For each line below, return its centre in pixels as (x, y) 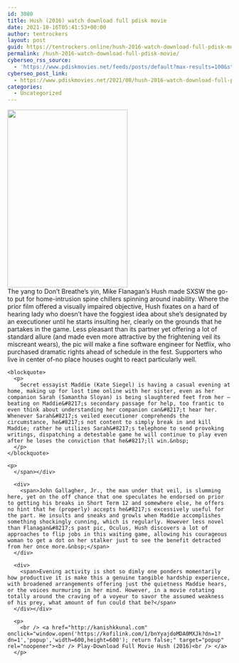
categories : (25, 87)
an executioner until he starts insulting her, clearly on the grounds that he (115, 322)
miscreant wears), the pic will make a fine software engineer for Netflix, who (119, 344)
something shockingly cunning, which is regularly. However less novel (116, 522)
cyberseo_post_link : (38, 73)
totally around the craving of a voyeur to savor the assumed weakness (116, 597)
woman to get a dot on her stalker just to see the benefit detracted (114, 541)
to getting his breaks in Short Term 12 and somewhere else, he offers (116, 503)
